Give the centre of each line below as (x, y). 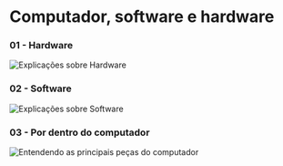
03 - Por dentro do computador (80, 132)
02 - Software (41, 88)
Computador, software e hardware (142, 17)
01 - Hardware (41, 46)
